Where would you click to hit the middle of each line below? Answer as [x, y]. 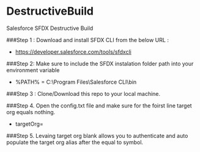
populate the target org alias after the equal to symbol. [75, 142]
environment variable [33, 70]
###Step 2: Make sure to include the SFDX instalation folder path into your [100, 63]
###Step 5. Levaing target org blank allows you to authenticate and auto [97, 136]
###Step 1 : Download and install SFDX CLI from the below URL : [88, 40]
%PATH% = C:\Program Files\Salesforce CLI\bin [76, 82]
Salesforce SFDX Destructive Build [50, 28]
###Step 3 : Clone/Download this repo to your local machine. [83, 93]
